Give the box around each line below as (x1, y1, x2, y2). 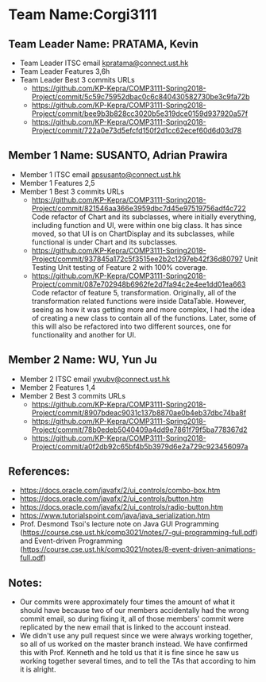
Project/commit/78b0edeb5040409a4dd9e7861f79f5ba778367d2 (31, 425, 248, 434)
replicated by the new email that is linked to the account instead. (19, 622, 231, 632)
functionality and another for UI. (31, 329, 137, 339)
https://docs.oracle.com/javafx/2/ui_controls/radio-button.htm (19, 503, 224, 512)
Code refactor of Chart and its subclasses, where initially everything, (31, 212, 256, 222)
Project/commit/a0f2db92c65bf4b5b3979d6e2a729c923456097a (31, 441, 249, 451)
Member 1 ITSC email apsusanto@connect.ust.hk (19, 169, 181, 179)
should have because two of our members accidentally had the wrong (19, 606, 249, 615)
